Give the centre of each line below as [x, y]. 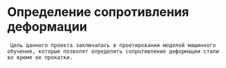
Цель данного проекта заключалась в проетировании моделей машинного [113, 45]
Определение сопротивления [98, 12]
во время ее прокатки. [40, 57]
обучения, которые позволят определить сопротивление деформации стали [113, 51]
